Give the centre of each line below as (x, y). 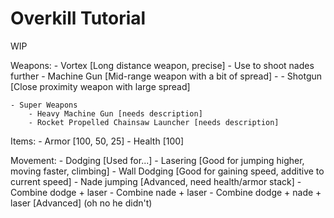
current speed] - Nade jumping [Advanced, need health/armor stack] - (156, 181)
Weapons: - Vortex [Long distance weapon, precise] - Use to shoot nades (162, 65)
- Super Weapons (44, 105)
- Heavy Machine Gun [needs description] (115, 113)
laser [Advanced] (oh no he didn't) (81, 203)
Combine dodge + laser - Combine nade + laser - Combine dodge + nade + (166, 192)
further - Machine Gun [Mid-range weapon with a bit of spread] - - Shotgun (166, 76)
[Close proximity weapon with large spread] (100, 86)
